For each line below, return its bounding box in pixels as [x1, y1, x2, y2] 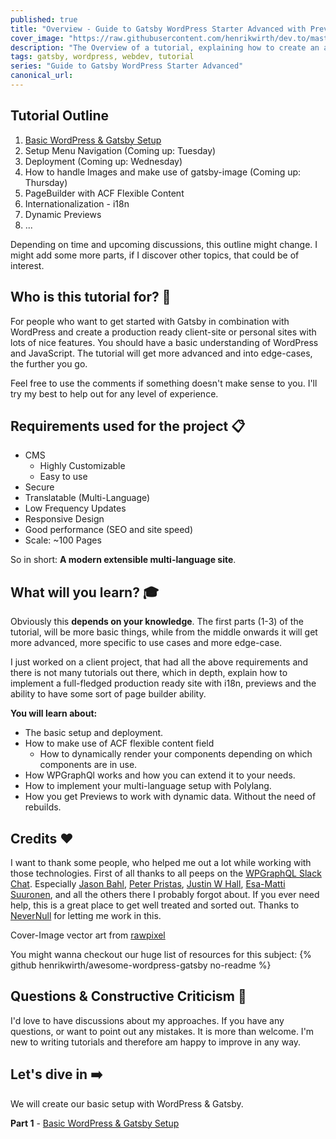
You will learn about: [10, 707, 98, 720]
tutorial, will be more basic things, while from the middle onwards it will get [10, 626, 318, 638]
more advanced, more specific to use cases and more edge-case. [10, 637, 283, 649]
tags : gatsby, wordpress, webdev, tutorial [10, 52, 195, 62]
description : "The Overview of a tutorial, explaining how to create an [10, 42, 320, 53]
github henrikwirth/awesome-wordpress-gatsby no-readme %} [10, 959, 272, 971]
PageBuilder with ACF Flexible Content [24, 187, 185, 199]
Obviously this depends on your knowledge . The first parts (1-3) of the [10, 616, 304, 628]
